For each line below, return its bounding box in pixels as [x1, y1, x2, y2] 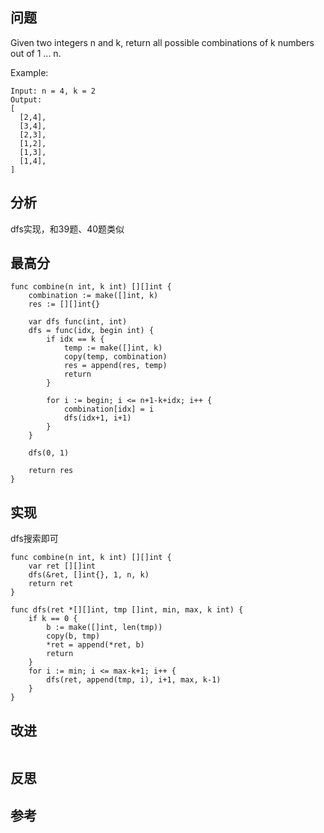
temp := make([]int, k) [63, 343, 163, 353]
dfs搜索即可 [10, 533, 59, 545]
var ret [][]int [28, 561, 97, 572]
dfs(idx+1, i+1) [63, 413, 132, 423]
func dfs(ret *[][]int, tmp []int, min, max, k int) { [10, 605, 244, 615]
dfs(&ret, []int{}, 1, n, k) [28, 570, 150, 580]
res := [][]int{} [28, 299, 101, 310]
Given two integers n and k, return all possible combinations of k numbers [10, 36, 315, 48]
